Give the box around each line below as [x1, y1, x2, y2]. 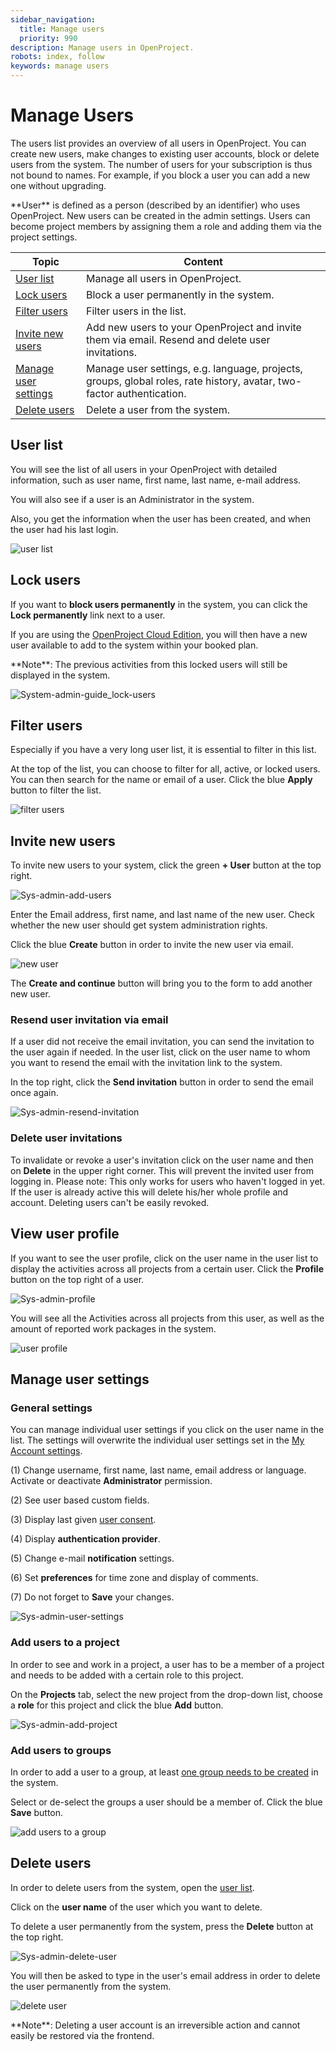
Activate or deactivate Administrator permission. [10, 1475, 213, 1487]
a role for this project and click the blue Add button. [10, 1699, 224, 1711]
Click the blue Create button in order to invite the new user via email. [10, 939, 294, 951]
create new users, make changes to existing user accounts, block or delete [10, 147, 320, 160]
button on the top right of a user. [10, 1273, 145, 1285]
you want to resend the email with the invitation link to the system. [10, 1057, 283, 1069]
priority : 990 [19, 33, 78, 43]
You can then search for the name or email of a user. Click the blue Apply [10, 774, 313, 786]
